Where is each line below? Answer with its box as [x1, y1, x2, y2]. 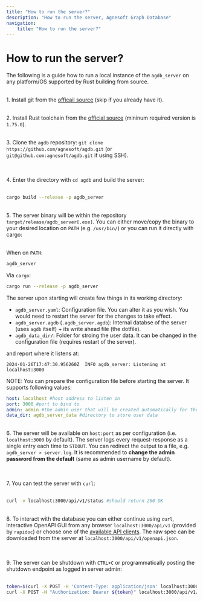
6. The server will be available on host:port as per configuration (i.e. [6, 429, 177, 437]
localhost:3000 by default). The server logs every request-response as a [6, 436, 188, 443]
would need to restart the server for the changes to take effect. [14, 312, 172, 320]
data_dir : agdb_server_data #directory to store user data [6, 412, 158, 419]
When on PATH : [6, 249, 43, 257]
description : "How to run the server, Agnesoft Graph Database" [6, 14, 172, 21]
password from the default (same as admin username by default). [6, 455, 172, 463]
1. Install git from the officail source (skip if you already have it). [6, 96, 164, 103]
